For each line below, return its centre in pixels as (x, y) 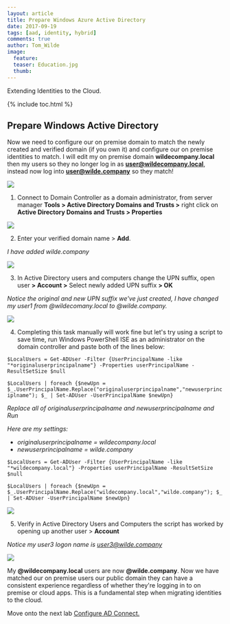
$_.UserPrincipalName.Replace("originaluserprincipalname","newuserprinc (115, 389)
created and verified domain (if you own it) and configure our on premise (110, 149)
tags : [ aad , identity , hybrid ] (52, 33)
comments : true (29, 39)
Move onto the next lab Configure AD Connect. (73, 614)
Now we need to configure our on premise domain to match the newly (106, 142)
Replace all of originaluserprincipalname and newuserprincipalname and (111, 408)
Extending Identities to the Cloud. (54, 91)
